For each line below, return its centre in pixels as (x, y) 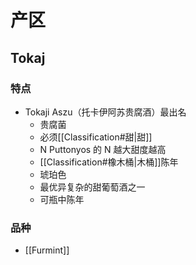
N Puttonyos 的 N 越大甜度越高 (103, 149)
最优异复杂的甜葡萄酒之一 (92, 187)
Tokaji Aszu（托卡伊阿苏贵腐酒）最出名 (105, 112)
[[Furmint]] (47, 250)
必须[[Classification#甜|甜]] (96, 137)
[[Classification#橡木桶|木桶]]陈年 (109, 162)
